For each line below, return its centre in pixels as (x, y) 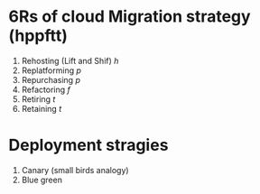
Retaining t (42, 108)
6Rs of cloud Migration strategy (130, 17)
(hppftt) (38, 36)
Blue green (42, 180)
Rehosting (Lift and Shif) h (70, 60)
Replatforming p (51, 70)
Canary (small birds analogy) (75, 170)
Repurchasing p (51, 79)
